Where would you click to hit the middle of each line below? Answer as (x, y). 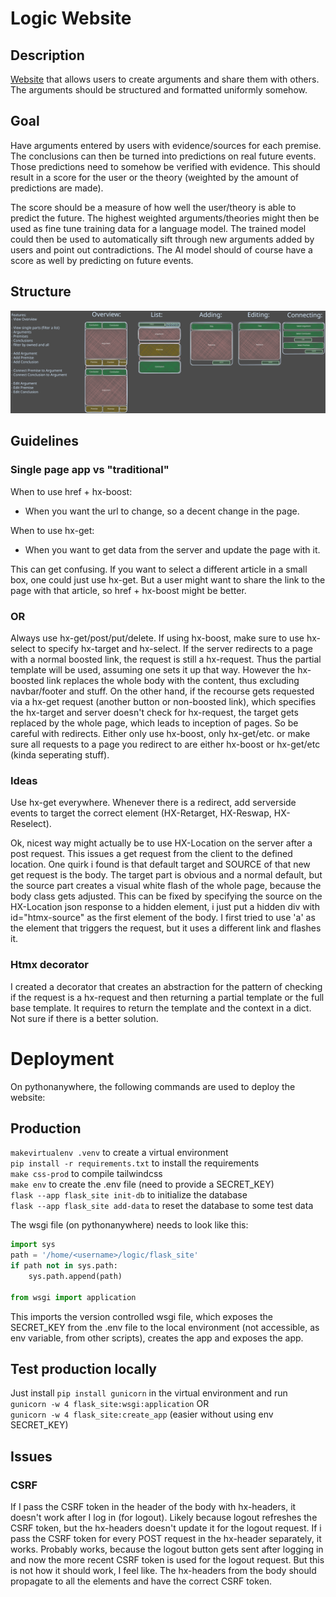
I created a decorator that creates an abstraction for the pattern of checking (166, 986)
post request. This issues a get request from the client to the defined (151, 854)
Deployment (62, 1058)
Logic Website (71, 18)
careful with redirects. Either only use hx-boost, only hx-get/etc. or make (160, 733)
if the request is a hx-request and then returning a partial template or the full (167, 997)
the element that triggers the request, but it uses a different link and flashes (166, 928)
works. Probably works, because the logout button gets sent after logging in (167, 1549)
